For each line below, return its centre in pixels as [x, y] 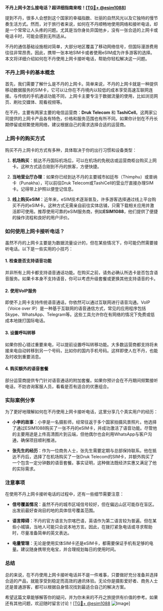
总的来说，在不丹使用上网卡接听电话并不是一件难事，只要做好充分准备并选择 [81, 575]
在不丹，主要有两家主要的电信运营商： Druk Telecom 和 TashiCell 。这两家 [79, 113]
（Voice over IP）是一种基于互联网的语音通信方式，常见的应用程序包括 [76, 309]
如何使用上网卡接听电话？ [35, 231]
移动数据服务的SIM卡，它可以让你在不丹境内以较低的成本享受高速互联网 [77, 90]
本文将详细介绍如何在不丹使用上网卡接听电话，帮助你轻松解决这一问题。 [77, 59]
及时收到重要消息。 [24, 356]
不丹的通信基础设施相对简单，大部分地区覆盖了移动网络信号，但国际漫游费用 [81, 46]
